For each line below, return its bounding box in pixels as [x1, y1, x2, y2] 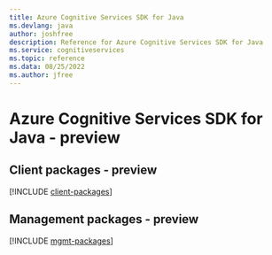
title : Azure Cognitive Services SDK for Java [9, 12, 184, 22]
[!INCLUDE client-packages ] [9, 186, 113, 197]
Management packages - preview [9, 212, 199, 227]
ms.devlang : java [9, 21, 74, 30]
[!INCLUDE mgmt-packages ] [9, 236, 113, 246]
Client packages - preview [9, 163, 158, 178]
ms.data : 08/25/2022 [9, 63, 86, 72]
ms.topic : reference [9, 54, 86, 63]
